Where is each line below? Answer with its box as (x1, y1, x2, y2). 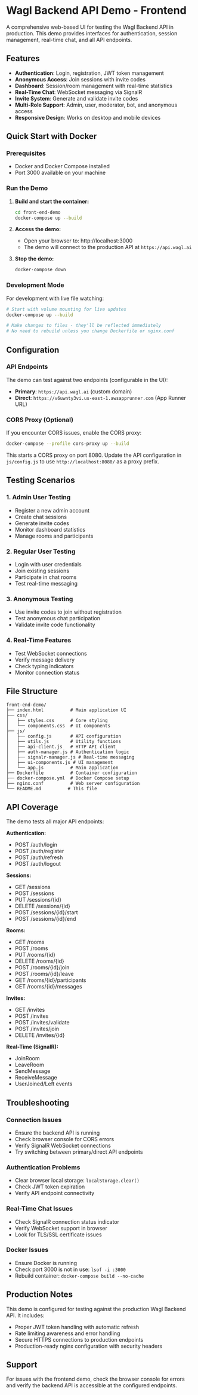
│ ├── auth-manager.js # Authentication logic (6, 749, 129, 755)
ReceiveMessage (14, 1074, 58, 1081)
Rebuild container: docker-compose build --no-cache (14, 1272, 144, 1279)
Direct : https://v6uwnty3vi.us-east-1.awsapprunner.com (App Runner (14, 394, 186, 401)
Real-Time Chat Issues (6, 1205, 73, 1213)
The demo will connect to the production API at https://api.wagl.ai (23, 244, 192, 251)
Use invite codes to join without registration (14, 608, 122, 615)
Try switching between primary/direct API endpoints (14, 1148, 143, 1156)
